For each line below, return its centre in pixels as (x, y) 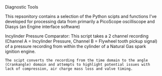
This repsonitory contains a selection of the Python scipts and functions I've (81, 16)
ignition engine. (21, 51)
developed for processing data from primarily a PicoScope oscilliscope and (80, 22)
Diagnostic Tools (22, 7)
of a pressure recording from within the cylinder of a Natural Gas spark (76, 46)
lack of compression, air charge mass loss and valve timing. (69, 69)
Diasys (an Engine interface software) (43, 27)
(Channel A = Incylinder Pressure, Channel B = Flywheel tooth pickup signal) (81, 41)
